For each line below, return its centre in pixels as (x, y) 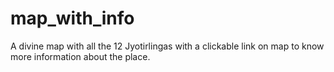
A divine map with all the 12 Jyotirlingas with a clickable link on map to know (167, 46)
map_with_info (72, 18)
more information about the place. (80, 56)
